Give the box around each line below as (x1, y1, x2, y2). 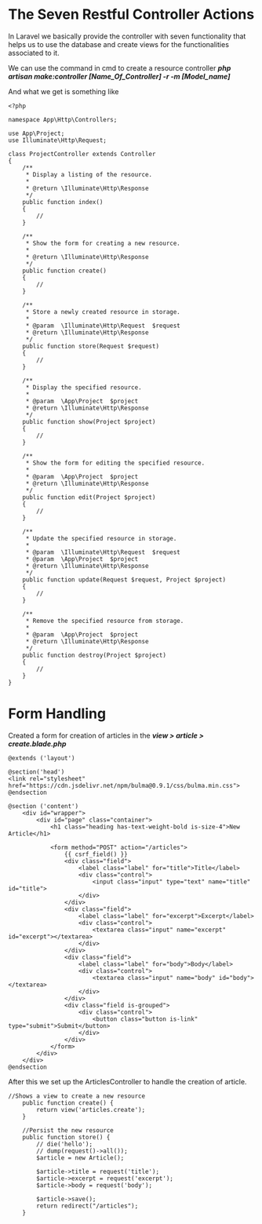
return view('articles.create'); (36, 1106, 146, 1113)
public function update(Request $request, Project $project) (22, 575, 226, 584)
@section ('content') (8, 802, 79, 810)
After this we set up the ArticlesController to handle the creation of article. (8, 1076, 247, 1086)
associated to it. (8, 48, 60, 57)
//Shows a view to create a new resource (8, 1092, 146, 1100)
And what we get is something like (8, 86, 119, 96)
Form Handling (8, 705, 107, 723)
